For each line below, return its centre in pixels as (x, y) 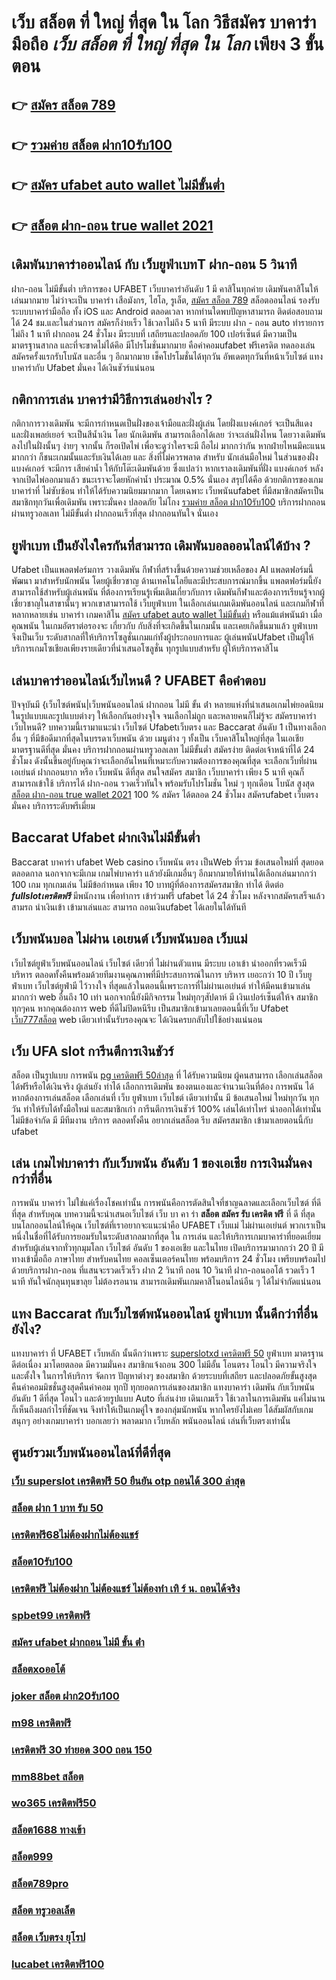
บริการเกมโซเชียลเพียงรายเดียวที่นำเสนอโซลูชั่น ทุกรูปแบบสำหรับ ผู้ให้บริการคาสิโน (145, 648)
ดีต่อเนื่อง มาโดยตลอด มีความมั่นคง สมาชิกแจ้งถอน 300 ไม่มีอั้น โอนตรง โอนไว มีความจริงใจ (164, 1365)
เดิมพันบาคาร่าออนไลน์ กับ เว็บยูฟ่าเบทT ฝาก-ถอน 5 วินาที (154, 264)
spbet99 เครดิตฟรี (51, 1615)
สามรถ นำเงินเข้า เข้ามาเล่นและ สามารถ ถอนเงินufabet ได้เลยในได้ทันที (129, 907)
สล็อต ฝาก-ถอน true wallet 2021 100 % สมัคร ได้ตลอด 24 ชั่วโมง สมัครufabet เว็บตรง (165, 794)
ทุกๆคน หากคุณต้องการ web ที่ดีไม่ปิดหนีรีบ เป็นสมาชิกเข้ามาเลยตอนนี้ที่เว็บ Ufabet (150, 1008)
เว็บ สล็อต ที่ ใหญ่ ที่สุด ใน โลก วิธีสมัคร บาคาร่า (164, 22)
